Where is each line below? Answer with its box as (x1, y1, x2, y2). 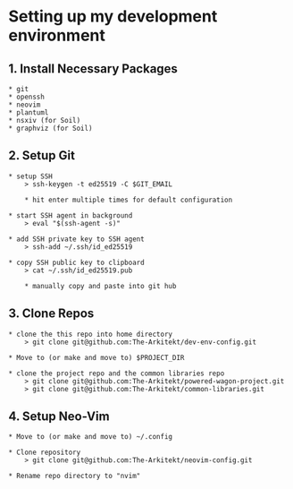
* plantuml (8, 108, 49, 117)
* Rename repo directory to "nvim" (8, 472, 141, 481)
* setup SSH (8, 172, 53, 181)
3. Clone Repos (8, 306, 95, 322)
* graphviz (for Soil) (8, 124, 93, 133)
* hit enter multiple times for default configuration (24, 195, 233, 204)
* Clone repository (8, 448, 81, 458)
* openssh (8, 92, 46, 101)
